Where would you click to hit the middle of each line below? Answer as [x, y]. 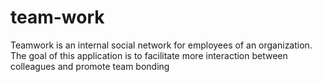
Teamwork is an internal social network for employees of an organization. [161, 45]
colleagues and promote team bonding [90, 66]
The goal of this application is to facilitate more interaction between [149, 55]
